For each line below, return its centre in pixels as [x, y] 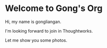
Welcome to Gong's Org [54, 8]
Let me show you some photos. [36, 40]
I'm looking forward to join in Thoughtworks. [49, 31]
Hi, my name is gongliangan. [33, 22]
